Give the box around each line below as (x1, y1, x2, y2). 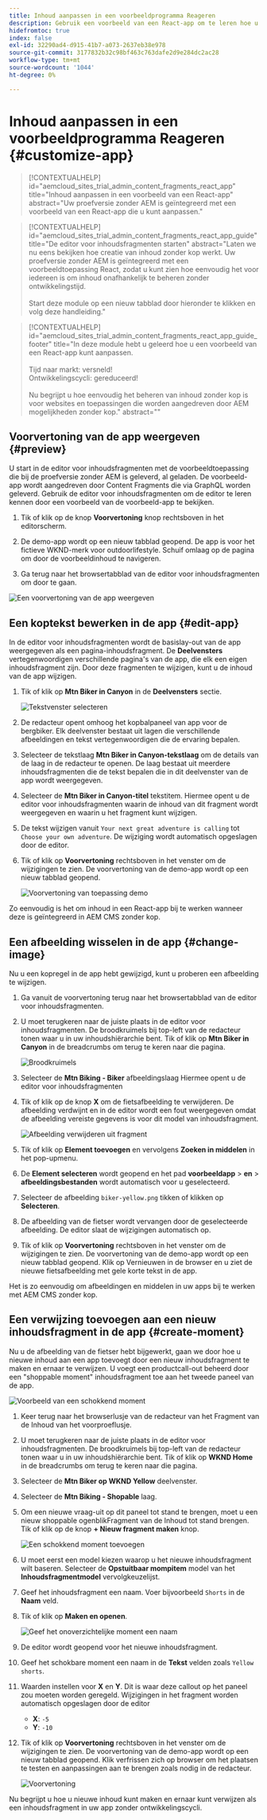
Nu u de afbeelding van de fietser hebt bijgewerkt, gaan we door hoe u (9, 1346, 242, 1356)
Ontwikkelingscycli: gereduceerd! (28, 372, 138, 383)
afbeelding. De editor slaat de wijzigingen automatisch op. (20, 1225, 211, 1235)
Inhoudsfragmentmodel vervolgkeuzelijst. (20, 1572, 161, 1582)
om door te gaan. (20, 577, 78, 587)
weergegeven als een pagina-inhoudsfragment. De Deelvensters (9, 646, 223, 656)
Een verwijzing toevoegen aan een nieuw (9, 1313, 217, 1326)
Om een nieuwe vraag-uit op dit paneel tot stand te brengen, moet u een (20, 1507, 258, 1516)
